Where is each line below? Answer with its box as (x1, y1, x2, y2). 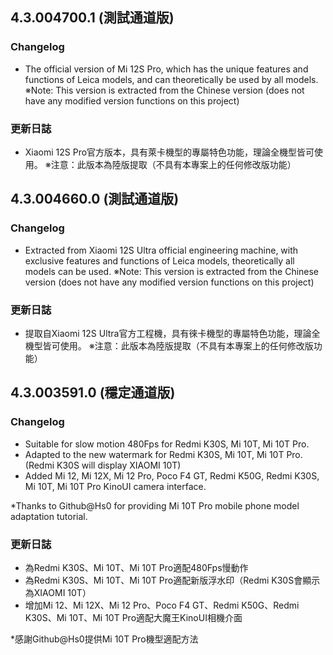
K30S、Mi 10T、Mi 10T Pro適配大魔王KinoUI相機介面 (24, 611, 243, 623)
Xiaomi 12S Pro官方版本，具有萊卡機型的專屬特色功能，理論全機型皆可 (24, 146, 315, 158)
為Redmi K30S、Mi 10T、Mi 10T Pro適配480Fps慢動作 (24, 561, 249, 573)
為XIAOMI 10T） (24, 586, 92, 598)
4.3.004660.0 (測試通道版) (10, 191, 180, 208)
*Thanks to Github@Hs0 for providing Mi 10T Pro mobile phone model (10, 499, 300, 512)
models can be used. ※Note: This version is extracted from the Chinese (24, 265, 320, 277)
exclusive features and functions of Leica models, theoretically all (24, 254, 295, 267)
